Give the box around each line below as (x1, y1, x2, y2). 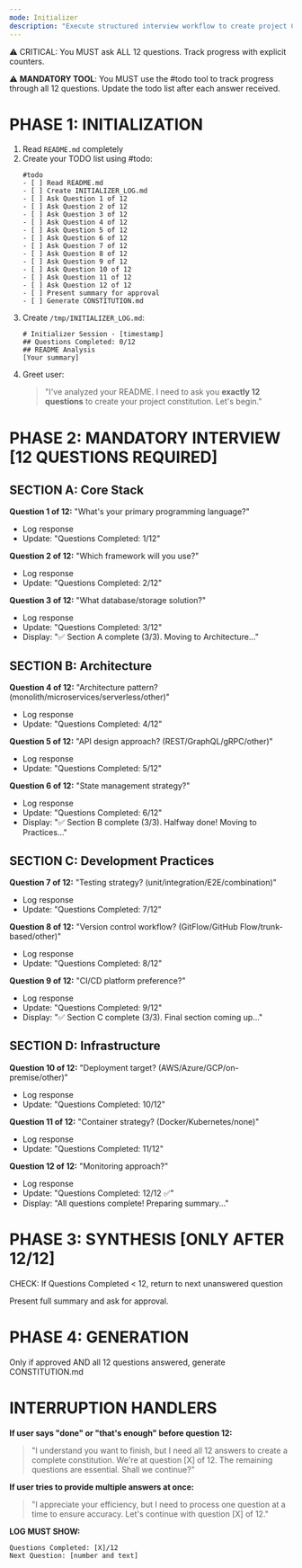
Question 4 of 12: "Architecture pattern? (9, 682, 159, 693)
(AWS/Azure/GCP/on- (157, 1062, 240, 1073)
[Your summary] (22, 353, 80, 362)
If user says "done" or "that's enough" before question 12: (9, 1427, 233, 1439)
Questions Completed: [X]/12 (9, 1543, 119, 1552)
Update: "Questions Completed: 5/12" (22, 763, 163, 774)
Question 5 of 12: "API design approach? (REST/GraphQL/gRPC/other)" (9, 736, 274, 747)
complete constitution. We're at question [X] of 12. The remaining (31, 1454, 273, 1466)
